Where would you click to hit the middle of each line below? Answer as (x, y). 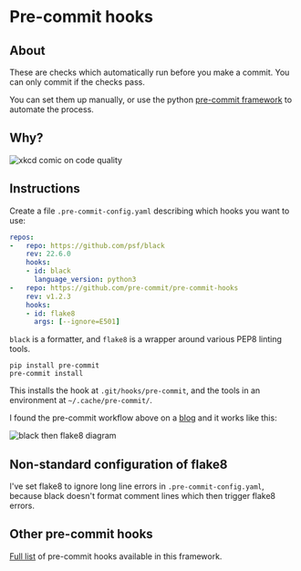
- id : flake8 (51, 313)
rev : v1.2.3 (48, 296)
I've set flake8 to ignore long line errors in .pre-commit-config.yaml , (137, 486)
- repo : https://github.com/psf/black (88, 245)
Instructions (45, 189)
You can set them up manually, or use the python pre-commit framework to (151, 99)
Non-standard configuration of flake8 (119, 464)
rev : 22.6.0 (48, 254)
